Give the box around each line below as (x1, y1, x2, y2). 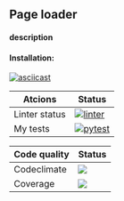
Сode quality (13, 149, 70, 161)
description (9, 31, 54, 43)
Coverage (13, 178, 55, 190)
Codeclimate (13, 164, 67, 176)
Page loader (9, 7, 78, 22)
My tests (13, 123, 51, 135)
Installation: (9, 52, 55, 63)
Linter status (13, 109, 66, 121)
